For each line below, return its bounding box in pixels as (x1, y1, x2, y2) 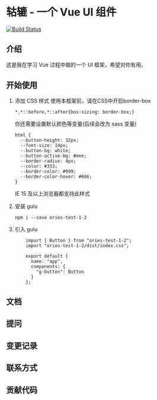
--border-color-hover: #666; (20, 174, 92, 179)
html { (14, 132, 31, 138)
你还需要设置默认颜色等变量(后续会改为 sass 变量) (14, 120, 137, 127)
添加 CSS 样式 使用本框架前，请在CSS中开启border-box (14, 97, 151, 104)
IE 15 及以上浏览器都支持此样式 (14, 190, 90, 197)
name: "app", (30, 258, 63, 264)
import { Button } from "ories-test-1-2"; (25, 237, 132, 244)
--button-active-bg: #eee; (20, 153, 87, 159)
